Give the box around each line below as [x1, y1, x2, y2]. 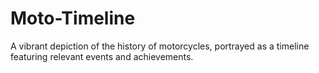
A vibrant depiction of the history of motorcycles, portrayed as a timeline [10, 40, 310, 52]
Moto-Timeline [10, 7, 136, 30]
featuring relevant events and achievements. [10, 50, 194, 62]
